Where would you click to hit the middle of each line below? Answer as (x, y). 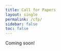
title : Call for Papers (31, 10)
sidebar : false (22, 24)
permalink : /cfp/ (24, 19)
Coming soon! (20, 43)
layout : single (22, 15)
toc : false (17, 29)
